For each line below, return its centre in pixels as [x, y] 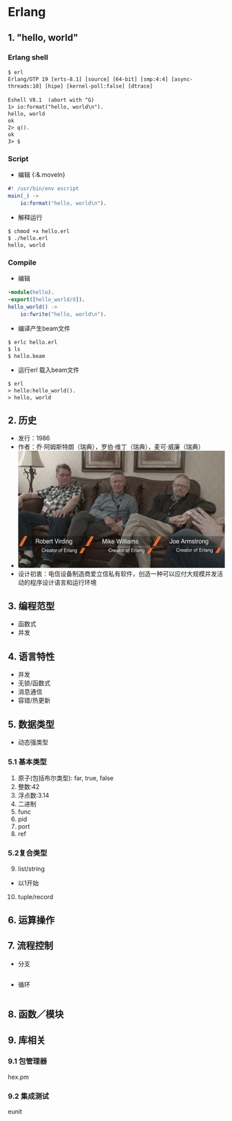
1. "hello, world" [43, 38]
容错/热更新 [34, 700]
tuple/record [35, 896]
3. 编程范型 [31, 606]
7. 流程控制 [31, 946]
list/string [31, 869]
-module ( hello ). [31, 292]
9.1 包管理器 [28, 1062]
